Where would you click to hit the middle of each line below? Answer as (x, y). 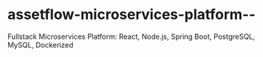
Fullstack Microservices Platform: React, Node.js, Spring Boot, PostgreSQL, (131, 36)
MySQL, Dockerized (40, 44)
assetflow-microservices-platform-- (132, 15)
